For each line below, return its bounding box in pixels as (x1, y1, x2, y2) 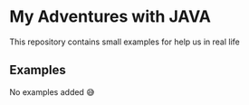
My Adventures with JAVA (9, 6, 211, 27)
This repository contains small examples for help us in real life (9, 36, 240, 47)
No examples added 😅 (9, 86, 95, 97)
